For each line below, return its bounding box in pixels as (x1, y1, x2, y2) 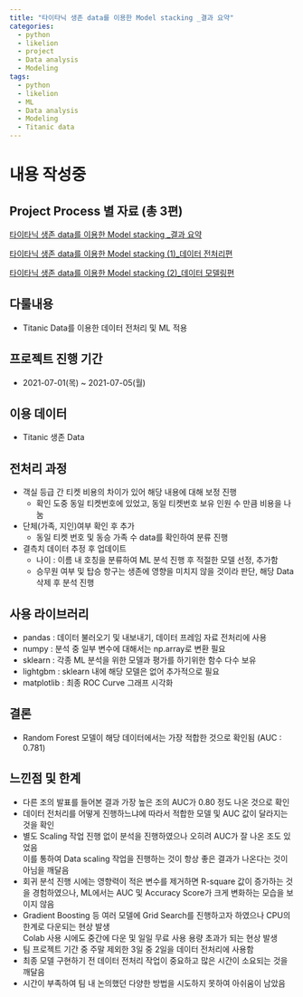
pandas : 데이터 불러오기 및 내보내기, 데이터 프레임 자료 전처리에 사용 (22, 632, 267, 643)
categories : (9, 22, 54, 31)
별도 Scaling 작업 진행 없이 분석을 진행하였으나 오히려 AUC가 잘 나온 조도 (22, 830, 282, 841)
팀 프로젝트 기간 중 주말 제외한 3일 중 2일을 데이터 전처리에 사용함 (22, 944, 255, 954)
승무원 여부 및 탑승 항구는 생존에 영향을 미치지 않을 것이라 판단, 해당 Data (35, 566, 294, 577)
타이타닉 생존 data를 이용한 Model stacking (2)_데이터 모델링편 (9, 268, 235, 278)
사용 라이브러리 (9, 606, 90, 621)
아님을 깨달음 (22, 864, 70, 875)
